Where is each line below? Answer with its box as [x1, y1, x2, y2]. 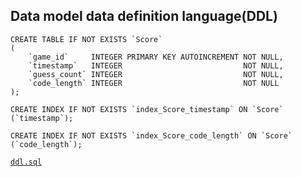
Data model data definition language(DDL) [10, 8, 278, 25]
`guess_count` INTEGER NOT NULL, [28, 69, 284, 79]
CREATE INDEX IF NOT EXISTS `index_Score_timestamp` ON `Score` [10, 104, 284, 114]
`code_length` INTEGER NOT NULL [28, 78, 280, 88]
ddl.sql [10, 157, 43, 167]
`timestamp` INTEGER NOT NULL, [28, 60, 284, 71]
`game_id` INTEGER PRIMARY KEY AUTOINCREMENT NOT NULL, [28, 52, 284, 62]
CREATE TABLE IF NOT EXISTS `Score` [10, 34, 163, 44]
